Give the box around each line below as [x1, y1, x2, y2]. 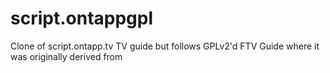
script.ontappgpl [10, 7, 154, 30]
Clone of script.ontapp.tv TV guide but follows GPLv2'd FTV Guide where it [10, 40, 320, 52]
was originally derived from [10, 50, 123, 62]
